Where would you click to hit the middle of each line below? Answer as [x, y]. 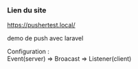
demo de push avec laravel [45, 38]
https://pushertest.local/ [41, 25]
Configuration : [28, 52]
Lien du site [27, 10]
